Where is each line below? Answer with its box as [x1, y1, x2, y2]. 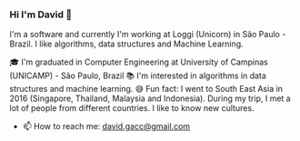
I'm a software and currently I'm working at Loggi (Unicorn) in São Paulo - [9, 29, 286, 40]
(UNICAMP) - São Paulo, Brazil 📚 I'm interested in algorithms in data [9, 70, 266, 81]
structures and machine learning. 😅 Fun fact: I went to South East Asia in [9, 84, 284, 95]
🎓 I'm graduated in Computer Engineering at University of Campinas [9, 56, 268, 67]
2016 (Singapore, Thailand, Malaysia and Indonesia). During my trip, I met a [9, 93, 291, 104]
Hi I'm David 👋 [9, 8, 73, 21]
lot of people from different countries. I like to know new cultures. [9, 103, 255, 114]
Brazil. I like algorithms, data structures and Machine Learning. [9, 38, 244, 49]
